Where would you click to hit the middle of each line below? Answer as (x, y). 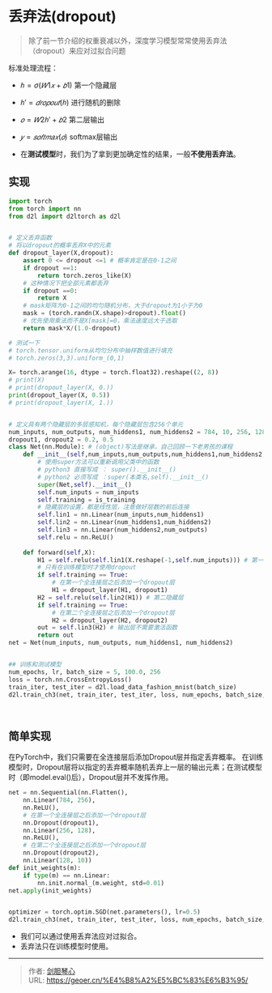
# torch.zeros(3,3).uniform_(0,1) (67, 358)
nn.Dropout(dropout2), (61, 853)
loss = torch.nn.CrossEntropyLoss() (70, 680)
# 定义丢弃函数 (30, 238)
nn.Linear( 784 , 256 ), (59, 800)
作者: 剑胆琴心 (51, 971)
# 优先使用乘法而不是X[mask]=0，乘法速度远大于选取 (100, 321)
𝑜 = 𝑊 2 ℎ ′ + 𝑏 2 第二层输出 (62, 119)
